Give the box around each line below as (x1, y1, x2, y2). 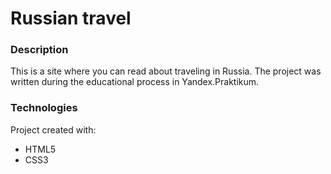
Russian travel (10, 7, 132, 30)
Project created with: (10, 123, 97, 136)
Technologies (10, 101, 78, 115)
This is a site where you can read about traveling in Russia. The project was (10, 65, 322, 77)
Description (10, 43, 69, 57)
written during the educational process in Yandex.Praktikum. (10, 76, 260, 88)
